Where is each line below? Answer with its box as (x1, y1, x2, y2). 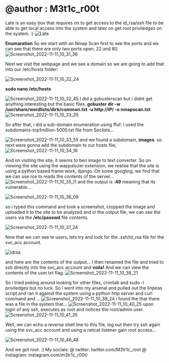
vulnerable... (5, 184, 31, 190)
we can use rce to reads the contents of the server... (5, 173, 115, 179)
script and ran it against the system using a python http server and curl (5, 290, 153, 296)
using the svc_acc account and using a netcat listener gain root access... (5, 327, 156, 333)
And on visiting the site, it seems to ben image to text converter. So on (5, 157, 151, 163)
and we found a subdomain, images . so (79, 137, 162, 143)
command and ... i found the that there (5, 295, 160, 301)
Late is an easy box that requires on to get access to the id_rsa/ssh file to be (5, 20, 164, 26)
